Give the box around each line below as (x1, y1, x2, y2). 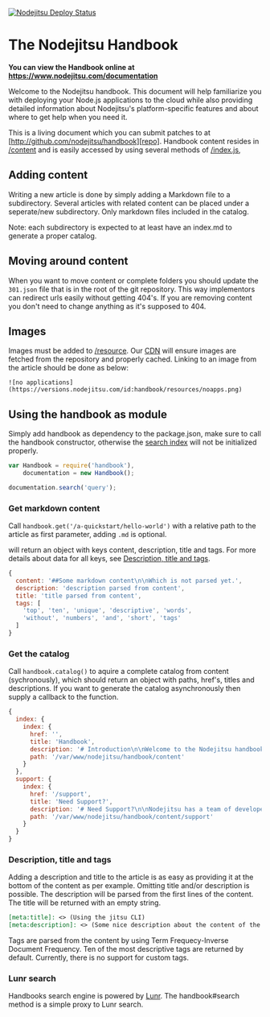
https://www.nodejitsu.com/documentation (8, 71, 158, 81)
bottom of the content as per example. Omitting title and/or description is (8, 881, 250, 891)
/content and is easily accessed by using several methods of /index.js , (8, 145, 241, 155)
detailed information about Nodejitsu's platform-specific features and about (8, 103, 259, 113)
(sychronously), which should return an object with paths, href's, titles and (8, 675, 255, 684)
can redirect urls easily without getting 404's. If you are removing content (8, 292, 253, 302)
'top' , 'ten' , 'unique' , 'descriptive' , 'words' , (22, 606, 193, 615)
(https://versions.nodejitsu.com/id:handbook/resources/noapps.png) (8, 386, 243, 394)
